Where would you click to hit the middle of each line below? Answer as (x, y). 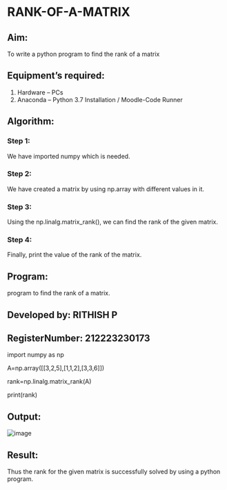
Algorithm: (31, 121)
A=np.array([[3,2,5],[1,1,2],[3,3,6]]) (56, 368)
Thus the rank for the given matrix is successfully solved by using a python (114, 472)
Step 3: (20, 206)
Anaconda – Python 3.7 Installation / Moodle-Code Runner (100, 99)
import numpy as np (36, 355)
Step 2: (20, 174)
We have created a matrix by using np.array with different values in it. (106, 189)
